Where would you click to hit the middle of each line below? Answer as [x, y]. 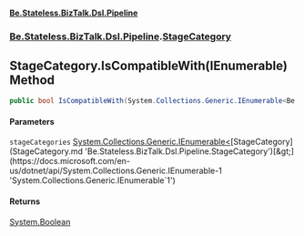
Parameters [32, 121]
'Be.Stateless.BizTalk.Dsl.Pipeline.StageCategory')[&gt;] [189, 151]
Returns [25, 201]
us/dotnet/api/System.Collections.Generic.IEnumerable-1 [116, 171]
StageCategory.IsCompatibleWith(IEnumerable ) [149, 65]
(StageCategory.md [46, 151]
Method [32, 80]
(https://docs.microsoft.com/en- [70, 161]
